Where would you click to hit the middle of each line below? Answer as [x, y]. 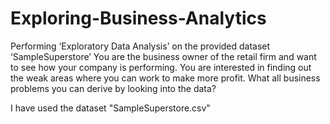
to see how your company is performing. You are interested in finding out [161, 67]
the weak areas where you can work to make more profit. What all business [165, 78]
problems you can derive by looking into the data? [113, 88]
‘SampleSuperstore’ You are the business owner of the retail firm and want [163, 56]
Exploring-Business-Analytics [138, 18]
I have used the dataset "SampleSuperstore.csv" [110, 108]
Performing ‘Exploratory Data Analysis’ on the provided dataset [140, 46]
